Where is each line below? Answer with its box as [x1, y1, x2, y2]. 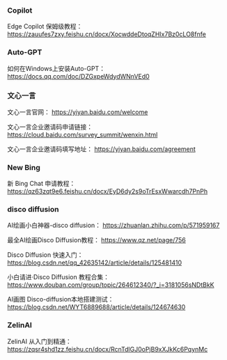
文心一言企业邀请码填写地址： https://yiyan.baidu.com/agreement [7, 145, 196, 153]
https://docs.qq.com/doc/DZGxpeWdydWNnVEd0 [7, 72, 150, 80]
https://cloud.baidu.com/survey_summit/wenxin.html [7, 130, 158, 139]
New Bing [7, 162, 40, 172]
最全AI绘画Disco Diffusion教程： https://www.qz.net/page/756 [7, 236, 187, 244]
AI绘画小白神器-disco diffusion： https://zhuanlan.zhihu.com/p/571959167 [7, 221, 220, 230]
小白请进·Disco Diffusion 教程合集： [7, 273, 110, 281]
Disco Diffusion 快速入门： [7, 251, 84, 259]
